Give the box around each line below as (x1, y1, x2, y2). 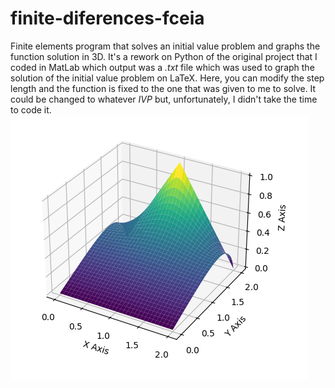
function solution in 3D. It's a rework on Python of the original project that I (10, 50, 318, 62)
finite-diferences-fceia (10, 7, 205, 30)
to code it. (10, 103, 52, 116)
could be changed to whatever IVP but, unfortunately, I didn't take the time (10, 93, 318, 105)
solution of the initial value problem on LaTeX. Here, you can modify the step (10, 72, 325, 84)
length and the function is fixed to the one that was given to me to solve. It (10, 82, 317, 94)
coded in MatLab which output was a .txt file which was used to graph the (10, 61, 315, 73)
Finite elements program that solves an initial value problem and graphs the (10, 40, 321, 52)
